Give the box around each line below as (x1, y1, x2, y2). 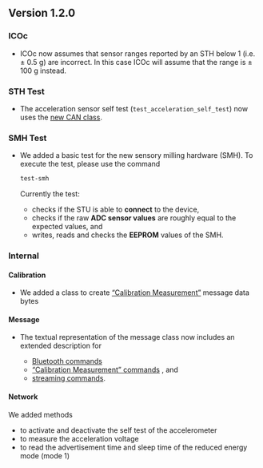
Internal (8, 250, 40, 261)
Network (8, 392, 38, 401)
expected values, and (31, 222, 103, 232)
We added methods (8, 409, 74, 419)
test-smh (19, 175, 50, 183)
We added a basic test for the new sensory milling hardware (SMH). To (19, 151, 253, 160)
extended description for (19, 341, 102, 351)
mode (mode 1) (19, 450, 70, 460)
